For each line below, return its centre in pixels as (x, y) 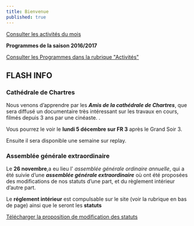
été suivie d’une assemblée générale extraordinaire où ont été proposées (97, 175)
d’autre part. (21, 188)
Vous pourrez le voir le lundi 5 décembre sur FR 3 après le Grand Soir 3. (94, 129)
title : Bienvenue (28, 12)
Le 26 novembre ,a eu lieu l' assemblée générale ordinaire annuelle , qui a (95, 169)
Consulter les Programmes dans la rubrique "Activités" (72, 57)
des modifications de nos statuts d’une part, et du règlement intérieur (91, 182)
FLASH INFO (29, 75)
